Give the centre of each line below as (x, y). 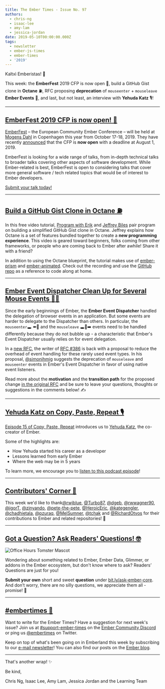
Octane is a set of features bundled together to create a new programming (81, 235)
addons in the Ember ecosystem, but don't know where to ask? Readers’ (78, 565)
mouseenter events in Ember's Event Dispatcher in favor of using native (77, 364)
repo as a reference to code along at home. (49, 271)
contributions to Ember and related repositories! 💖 (55, 518)
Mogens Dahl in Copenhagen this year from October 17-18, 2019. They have (82, 137)
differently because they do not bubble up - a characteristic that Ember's (79, 334)
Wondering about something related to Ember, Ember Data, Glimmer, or (77, 560)
